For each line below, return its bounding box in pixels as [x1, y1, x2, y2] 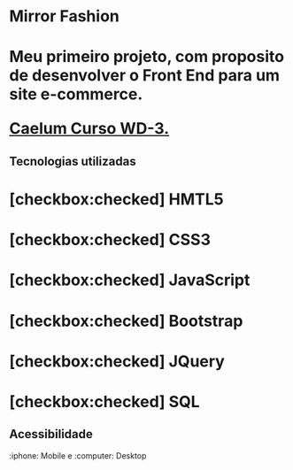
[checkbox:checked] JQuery [9, 351, 226, 371]
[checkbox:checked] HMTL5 [9, 189, 224, 209]
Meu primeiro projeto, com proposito [9, 47, 285, 67]
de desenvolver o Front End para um [9, 65, 281, 86]
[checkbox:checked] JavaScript [9, 270, 251, 290]
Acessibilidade [9, 427, 93, 442]
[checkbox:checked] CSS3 [9, 230, 211, 250]
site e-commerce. [9, 84, 143, 104]
